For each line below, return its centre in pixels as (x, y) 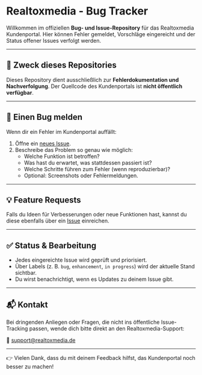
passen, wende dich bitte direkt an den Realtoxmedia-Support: (107, 329)
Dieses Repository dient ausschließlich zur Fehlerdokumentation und (93, 80)
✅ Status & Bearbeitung (51, 245)
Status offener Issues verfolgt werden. (54, 40)
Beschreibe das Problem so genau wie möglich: (74, 150)
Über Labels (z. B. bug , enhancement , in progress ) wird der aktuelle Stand (105, 266)
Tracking (17, 329)
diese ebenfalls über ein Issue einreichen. (58, 221)
